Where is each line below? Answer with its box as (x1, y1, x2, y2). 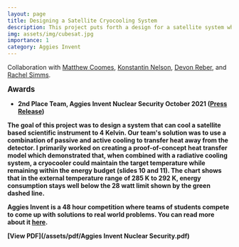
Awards (7, 85, 36, 94)
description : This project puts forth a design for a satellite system (7, 23, 224, 31)
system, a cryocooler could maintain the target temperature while (7, 159, 206, 167)
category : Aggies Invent (7, 43, 81, 51)
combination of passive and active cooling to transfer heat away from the (7, 136, 229, 144)
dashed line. (7, 189, 45, 197)
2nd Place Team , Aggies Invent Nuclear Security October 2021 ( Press (17, 100, 228, 107)
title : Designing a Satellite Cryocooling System (7, 17, 158, 24)
